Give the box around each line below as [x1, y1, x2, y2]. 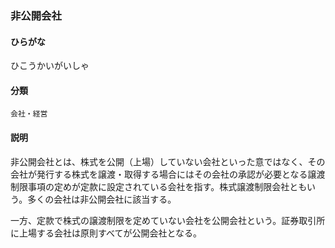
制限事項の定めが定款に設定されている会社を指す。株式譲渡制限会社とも [10, 180, 307, 192]
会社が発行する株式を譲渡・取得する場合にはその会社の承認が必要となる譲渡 [10, 168, 326, 180]
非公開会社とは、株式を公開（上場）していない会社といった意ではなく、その [10, 155, 326, 167]
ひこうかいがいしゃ [10, 60, 90, 72]
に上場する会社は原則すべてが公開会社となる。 [10, 227, 203, 239]
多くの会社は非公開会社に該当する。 [27, 193, 177, 205]
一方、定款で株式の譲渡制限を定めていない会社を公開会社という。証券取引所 [10, 214, 326, 226]
